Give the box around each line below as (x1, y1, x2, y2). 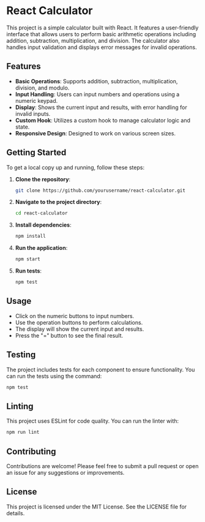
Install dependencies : (15, 221, 72, 229)
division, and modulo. (15, 84, 70, 91)
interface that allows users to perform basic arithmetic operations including (6, 30, 196, 37)
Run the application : (15, 244, 68, 252)
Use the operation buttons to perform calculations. (15, 319, 143, 326)
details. (6, 509, 25, 516)
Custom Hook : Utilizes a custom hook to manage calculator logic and (15, 116, 191, 124)
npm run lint (6, 429, 40, 436)
